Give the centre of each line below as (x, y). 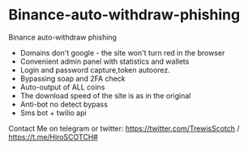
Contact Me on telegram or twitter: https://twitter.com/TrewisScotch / (124, 128)
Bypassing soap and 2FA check (73, 78)
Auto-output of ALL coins (62, 87)
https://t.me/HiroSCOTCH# (53, 137)
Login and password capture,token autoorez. (95, 69)
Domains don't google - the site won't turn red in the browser (122, 52)
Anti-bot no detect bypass (64, 104)
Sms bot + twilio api (53, 112)
